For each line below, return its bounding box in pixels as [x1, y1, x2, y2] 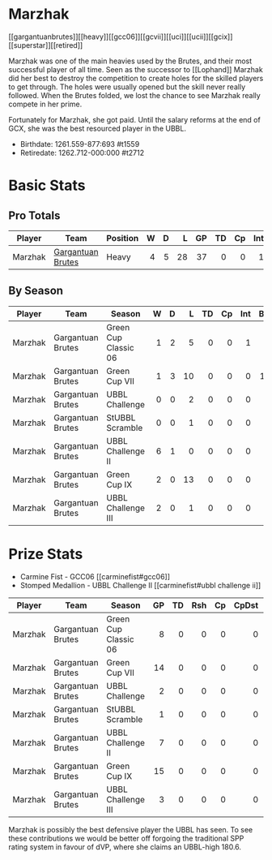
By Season [8, 284, 63, 298]
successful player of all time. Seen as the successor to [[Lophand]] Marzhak [8, 64, 263, 74]
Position [106, 232, 139, 243]
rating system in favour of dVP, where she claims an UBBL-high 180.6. [8, 841, 241, 852]
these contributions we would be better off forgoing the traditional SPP [8, 833, 244, 843]
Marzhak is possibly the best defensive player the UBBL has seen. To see [8, 824, 253, 834]
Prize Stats [8, 544, 83, 563]
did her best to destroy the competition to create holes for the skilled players [8, 73, 264, 83]
